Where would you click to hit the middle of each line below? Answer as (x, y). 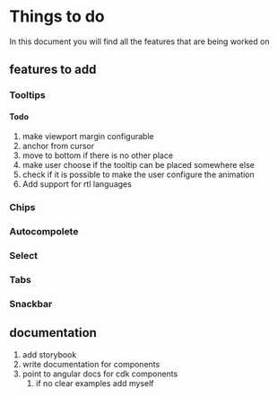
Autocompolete (44, 232)
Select (24, 256)
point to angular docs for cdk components (100, 374)
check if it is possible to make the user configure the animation (139, 175)
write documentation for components (91, 364)
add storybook (49, 354)
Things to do (57, 17)
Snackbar (31, 304)
